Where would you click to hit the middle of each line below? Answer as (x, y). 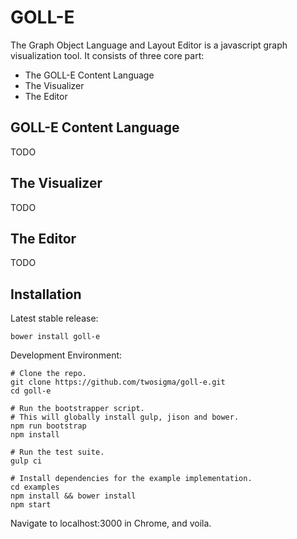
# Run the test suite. (57, 452)
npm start (31, 505)
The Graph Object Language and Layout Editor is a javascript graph (149, 45)
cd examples (35, 487)
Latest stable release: (54, 318)
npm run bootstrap (48, 426)
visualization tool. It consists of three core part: (107, 55)
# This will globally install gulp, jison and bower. (125, 417)
